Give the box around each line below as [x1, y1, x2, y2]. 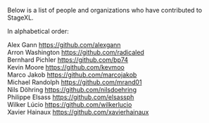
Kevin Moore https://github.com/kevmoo [7, 63, 125, 71]
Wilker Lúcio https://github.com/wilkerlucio [7, 101, 132, 108]
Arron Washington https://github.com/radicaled [7, 48, 144, 56]
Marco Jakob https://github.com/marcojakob [7, 70, 137, 79]
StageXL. [7, 13, 34, 22]
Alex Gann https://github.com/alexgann [7, 41, 121, 48]
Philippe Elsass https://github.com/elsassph [7, 93, 134, 101]
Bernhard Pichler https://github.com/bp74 [7, 56, 129, 64]
